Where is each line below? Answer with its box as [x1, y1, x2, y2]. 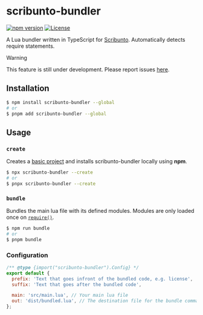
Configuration [6, 251, 48, 259]
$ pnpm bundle [6, 236, 42, 242]
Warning [6, 54, 27, 61]
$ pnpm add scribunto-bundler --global [6, 111, 107, 117]
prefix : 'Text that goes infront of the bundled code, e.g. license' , [11, 276, 193, 282]
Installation [6, 83, 50, 94]
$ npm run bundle [6, 225, 50, 231]
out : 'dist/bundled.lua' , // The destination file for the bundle [11, 298, 182, 304]
